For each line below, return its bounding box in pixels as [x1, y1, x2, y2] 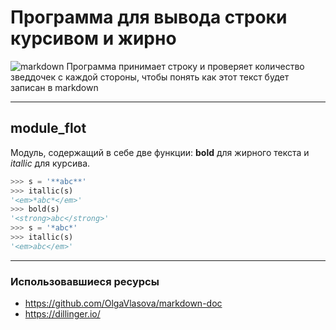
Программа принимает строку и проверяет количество [66, 60, 305, 72]
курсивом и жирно [10, 27, 177, 50]
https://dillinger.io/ [24, 308, 101, 320]
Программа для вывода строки [10, 6, 288, 29]
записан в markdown [10, 81, 99, 93]
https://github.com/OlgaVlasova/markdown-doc [24, 297, 223, 310]
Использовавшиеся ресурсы [10, 274, 160, 288]
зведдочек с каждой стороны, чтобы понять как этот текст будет [10, 71, 290, 83]
